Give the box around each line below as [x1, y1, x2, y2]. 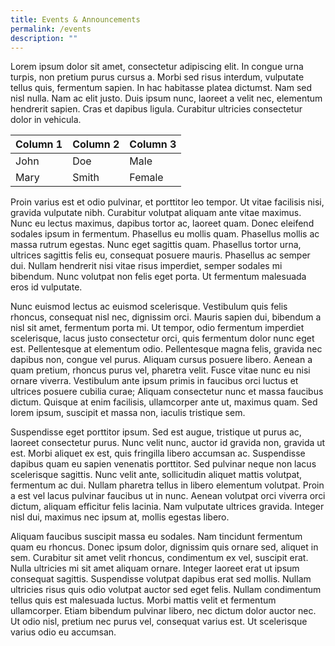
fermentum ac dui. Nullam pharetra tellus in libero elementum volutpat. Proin [10, 479, 325, 491]
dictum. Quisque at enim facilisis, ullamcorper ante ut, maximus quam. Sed [10, 396, 318, 408]
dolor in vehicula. [10, 114, 82, 126]
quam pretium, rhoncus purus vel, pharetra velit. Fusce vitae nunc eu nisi [10, 364, 311, 376]
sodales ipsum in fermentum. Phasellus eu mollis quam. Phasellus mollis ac [10, 228, 320, 240]
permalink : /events [10, 24, 92, 34]
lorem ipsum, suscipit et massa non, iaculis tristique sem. [10, 407, 246, 419]
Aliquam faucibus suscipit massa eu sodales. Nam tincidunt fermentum [10, 531, 303, 543]
